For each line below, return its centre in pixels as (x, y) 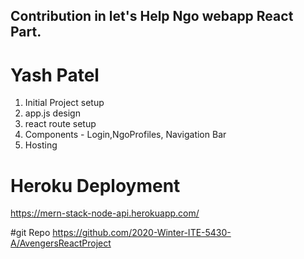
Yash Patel (55, 75)
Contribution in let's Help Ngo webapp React (152, 16)
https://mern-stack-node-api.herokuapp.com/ (105, 213)
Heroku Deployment (95, 185)
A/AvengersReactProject (61, 243)
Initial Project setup (64, 103)
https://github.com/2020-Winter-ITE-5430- (142, 233)
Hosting (41, 145)
